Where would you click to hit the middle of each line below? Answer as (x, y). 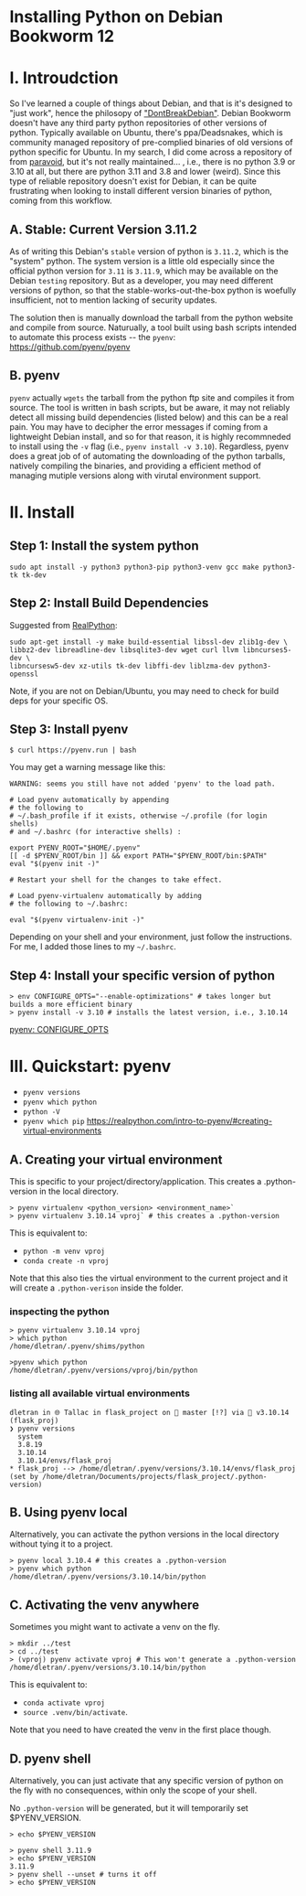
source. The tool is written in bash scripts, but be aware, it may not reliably (150, 407)
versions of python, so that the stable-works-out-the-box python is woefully (153, 290)
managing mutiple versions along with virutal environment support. (135, 475)
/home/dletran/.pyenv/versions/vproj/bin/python (104, 1371)
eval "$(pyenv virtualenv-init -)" (77, 920)
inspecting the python (59, 1312)
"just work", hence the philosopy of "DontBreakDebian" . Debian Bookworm (150, 113)
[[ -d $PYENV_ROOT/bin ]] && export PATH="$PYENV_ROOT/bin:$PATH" (138, 856)
